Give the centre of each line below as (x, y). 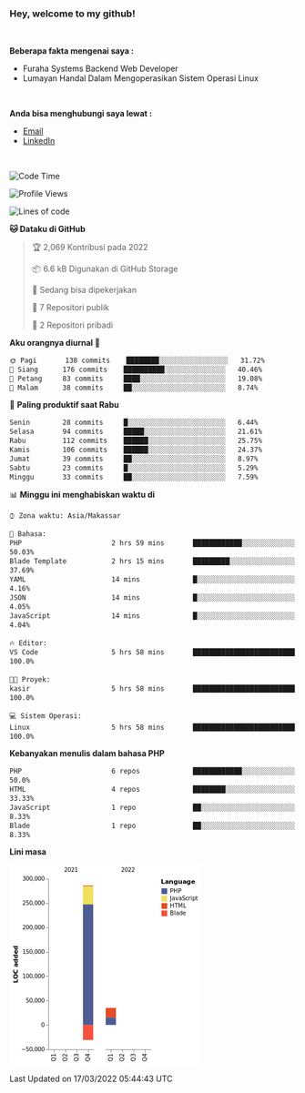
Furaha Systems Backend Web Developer (101, 69)
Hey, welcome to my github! (72, 14)
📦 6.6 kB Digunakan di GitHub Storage (105, 269)
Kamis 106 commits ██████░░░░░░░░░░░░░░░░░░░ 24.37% (136, 450)
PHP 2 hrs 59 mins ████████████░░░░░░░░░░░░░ (152, 543)
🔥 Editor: (28, 643)
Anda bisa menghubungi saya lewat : (81, 114)
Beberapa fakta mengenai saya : (72, 51)
